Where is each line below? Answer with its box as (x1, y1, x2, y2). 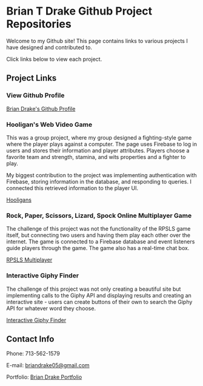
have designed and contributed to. (6, 44, 93, 51)
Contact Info (6, 334, 55, 344)
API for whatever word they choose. (6, 305, 96, 312)
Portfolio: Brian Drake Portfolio (6, 373, 82, 381)
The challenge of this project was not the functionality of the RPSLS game (6, 225, 191, 232)
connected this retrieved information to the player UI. (6, 184, 139, 192)
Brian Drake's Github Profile (6, 105, 76, 112)
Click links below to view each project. (6, 55, 102, 63)
